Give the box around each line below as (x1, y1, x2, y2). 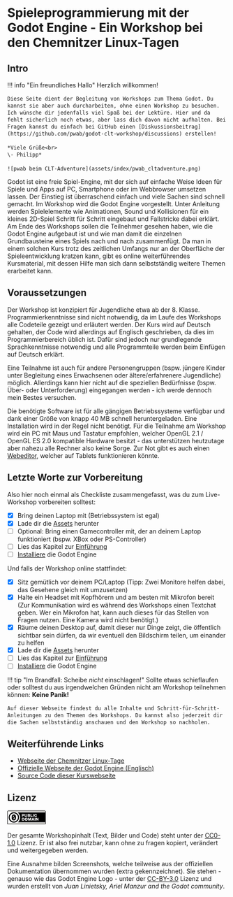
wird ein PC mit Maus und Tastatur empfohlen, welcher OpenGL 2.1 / (7, 429, 204, 438)
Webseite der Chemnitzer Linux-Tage (17, 756, 125, 765)
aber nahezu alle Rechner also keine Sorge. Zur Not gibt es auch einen (7, 444, 211, 452)
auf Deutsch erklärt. (7, 350, 65, 358)
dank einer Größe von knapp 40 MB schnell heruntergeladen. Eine (7, 414, 197, 422)
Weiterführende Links (7, 738, 105, 749)
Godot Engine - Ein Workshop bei (7, 20, 204, 36)
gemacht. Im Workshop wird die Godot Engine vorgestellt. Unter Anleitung (7, 200, 220, 208)
